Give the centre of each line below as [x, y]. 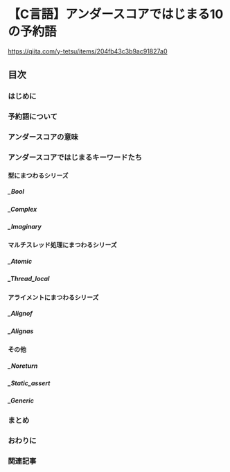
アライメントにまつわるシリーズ [53, 297]
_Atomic [20, 261]
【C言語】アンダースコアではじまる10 [116, 14]
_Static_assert [29, 383]
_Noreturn [23, 366]
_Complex [23, 209]
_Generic [21, 401]
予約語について [33, 117]
